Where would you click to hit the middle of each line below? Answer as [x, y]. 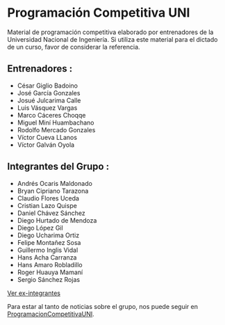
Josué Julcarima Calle [49, 100]
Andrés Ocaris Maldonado [55, 183]
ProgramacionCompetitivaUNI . [51, 314]
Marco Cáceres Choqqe [51, 115]
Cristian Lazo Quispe [47, 205]
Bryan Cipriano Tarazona [53, 191]
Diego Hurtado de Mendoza [57, 220]
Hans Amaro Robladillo [50, 264]
